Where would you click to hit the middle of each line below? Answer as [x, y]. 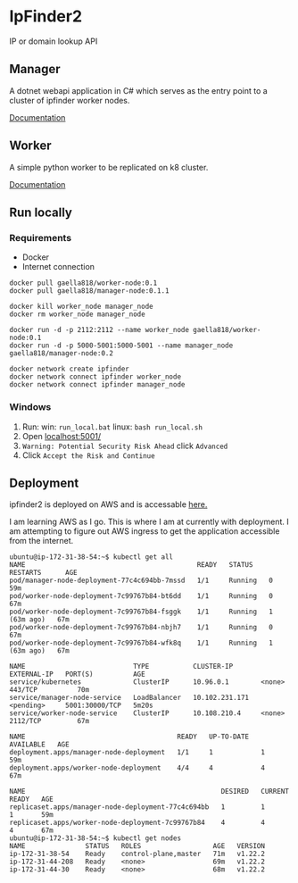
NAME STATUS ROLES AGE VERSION [137, 846]
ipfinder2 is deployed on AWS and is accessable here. [108, 504]
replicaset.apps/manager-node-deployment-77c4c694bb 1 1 [137, 807]
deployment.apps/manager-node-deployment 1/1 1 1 [137, 753]
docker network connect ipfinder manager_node [97, 385]
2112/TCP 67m [50, 721]
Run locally [41, 212]
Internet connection [58, 267]
